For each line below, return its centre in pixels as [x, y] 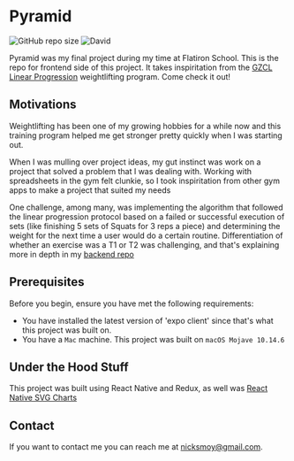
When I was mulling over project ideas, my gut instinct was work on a [135, 162]
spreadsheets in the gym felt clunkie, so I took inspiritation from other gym [145, 181]
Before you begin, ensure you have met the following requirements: [132, 303]
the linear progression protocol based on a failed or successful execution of [147, 216]
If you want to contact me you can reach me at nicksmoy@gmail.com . [136, 447]
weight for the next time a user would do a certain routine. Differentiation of [147, 235]
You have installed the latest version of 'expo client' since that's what [147, 320]
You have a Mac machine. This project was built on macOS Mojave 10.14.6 [153, 339]
